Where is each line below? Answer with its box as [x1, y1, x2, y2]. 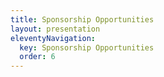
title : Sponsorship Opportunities [10, 14, 155, 25]
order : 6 [19, 52, 56, 62]
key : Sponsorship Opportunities [19, 42, 155, 53]
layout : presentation [10, 24, 101, 34]
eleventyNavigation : [10, 33, 97, 43]
